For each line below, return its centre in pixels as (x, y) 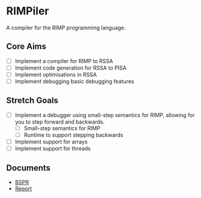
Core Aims (26, 46)
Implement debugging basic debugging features (74, 81)
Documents (28, 168)
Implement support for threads (53, 149)
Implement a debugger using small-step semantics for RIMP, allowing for (105, 115)
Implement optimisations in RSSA (56, 74)
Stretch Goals (32, 100)
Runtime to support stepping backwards (73, 135)
